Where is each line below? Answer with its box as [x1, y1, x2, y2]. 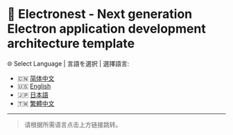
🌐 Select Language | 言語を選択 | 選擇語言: [7, 59, 130, 68]
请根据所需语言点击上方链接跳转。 [24, 120, 122, 129]
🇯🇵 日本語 [17, 90, 49, 99]
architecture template [7, 36, 135, 51]
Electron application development [7, 21, 206, 37]
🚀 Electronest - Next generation [7, 6, 193, 22]
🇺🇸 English [17, 82, 51, 90]
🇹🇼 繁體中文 [17, 99, 55, 107]
